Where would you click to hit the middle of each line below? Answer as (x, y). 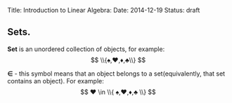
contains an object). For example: (56, 81)
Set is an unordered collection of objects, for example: (86, 49)
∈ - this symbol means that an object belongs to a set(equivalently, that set (116, 74)
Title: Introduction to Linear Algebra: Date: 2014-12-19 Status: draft (104, 10)
